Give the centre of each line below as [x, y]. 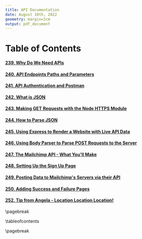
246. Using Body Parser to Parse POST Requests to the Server [71, 143]
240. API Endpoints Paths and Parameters [50, 74]
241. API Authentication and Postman [45, 86]
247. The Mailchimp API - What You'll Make [51, 154]
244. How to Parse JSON [31, 120]
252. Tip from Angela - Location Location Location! [59, 200]
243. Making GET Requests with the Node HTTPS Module [66, 109]
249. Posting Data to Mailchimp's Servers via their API [63, 177]
